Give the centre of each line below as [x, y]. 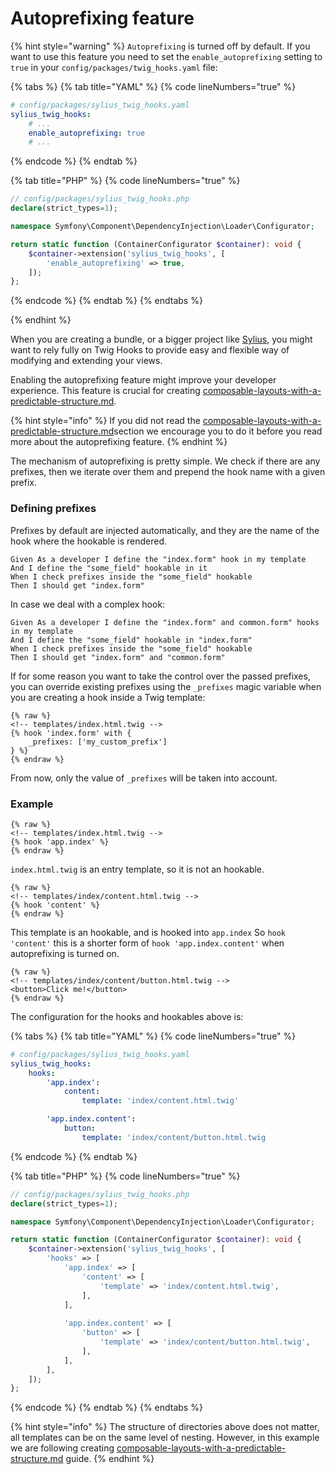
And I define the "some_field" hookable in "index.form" [131, 640]
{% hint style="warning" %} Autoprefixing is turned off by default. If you [160, 46]
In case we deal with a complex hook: [88, 604]
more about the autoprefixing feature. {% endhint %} [119, 442]
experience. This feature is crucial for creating [105, 391]
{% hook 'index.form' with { [71, 733]
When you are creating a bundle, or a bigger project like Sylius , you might [161, 339]
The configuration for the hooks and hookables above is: [127, 1016]
